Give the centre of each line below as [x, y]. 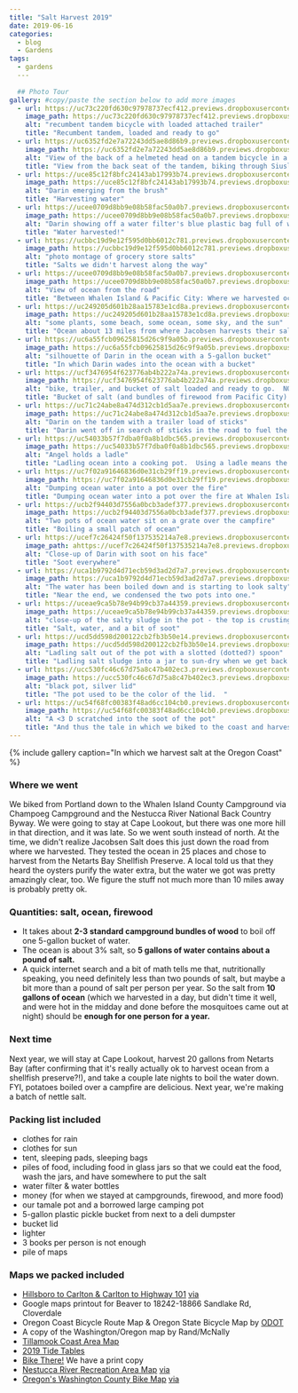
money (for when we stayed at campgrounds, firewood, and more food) [153, 1196]
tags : [19, 59]
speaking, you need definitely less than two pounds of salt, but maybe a [153, 978]
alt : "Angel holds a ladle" [77, 455]
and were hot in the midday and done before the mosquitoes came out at [155, 1007]
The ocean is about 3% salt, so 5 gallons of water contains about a [146, 950]
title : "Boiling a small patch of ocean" [102, 529]
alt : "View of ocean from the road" [93, 289]
